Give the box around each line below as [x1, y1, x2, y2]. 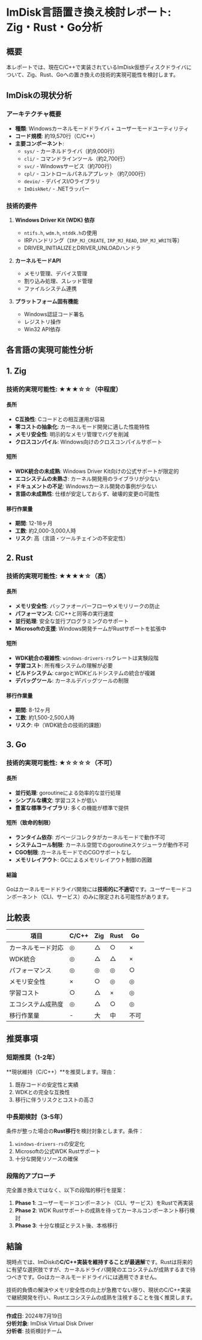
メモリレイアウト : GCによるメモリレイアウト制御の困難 [14, 856, 153, 863]
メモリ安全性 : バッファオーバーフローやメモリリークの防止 [14, 602, 161, 609]
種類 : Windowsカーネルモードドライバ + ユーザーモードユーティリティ [14, 125, 189, 132]
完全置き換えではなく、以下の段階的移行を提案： [6, 1186, 127, 1194]
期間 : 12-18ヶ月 [14, 519, 53, 527]
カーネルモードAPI [14, 257, 61, 264]
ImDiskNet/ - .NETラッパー [23, 185, 90, 192]
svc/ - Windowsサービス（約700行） [23, 162, 115, 169]
